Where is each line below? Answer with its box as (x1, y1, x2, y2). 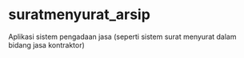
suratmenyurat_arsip (8, 6, 150, 24)
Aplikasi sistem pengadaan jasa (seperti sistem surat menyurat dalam (8, 32, 237, 41)
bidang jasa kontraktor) (8, 40, 86, 49)
